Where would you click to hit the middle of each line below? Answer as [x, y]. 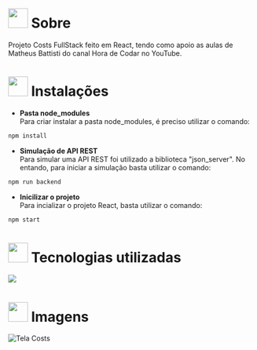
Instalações [70, 91]
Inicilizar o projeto [50, 197]
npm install [28, 136]
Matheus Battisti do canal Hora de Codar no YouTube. [95, 53]
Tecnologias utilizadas [106, 257]
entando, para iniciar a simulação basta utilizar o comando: [115, 167]
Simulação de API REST [59, 151]
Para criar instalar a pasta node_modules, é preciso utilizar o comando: [134, 121]
